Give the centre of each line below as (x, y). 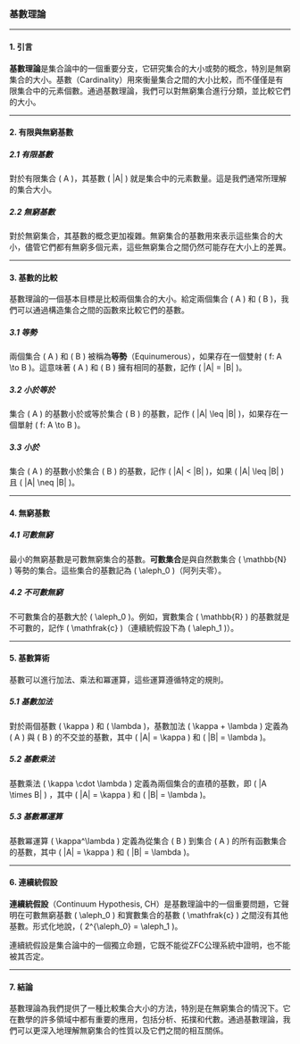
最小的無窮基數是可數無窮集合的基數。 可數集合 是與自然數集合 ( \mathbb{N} (148, 559)
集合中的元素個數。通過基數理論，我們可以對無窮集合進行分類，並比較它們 (154, 90)
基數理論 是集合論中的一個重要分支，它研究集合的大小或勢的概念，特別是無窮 (150, 68)
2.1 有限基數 (31, 154)
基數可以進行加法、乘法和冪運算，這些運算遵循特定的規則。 (119, 679)
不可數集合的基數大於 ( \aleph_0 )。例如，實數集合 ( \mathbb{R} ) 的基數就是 (150, 617)
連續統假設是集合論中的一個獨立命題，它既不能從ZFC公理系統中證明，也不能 (150, 945)
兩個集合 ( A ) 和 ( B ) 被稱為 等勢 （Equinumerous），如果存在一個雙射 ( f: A (146, 356)
